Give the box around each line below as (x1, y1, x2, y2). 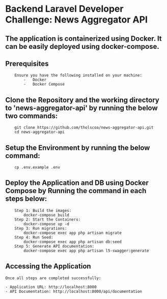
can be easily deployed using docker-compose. (5, 42, 159, 51)
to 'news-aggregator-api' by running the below (5, 103, 158, 112)
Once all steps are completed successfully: (5, 276, 101, 281)
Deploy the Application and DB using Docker (5, 179, 149, 187)
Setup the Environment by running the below (5, 143, 150, 152)
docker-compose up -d (23, 221, 70, 227)
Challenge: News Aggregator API (5, 14, 148, 25)
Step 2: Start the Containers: (14, 217, 81, 222)
